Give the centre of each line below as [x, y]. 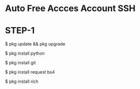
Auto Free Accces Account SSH [70, 8]
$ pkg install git [20, 63]
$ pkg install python [25, 53]
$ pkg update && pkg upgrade [35, 44]
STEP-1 [20, 31]
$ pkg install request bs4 [30, 72]
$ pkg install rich [22, 82]
